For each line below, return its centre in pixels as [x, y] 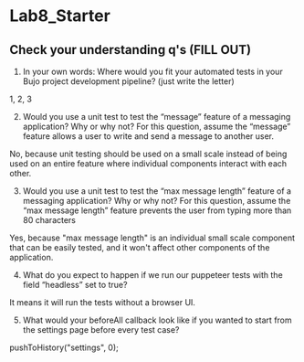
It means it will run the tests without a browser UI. [103, 302]
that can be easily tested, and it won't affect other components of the [140, 247]
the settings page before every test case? [101, 330]
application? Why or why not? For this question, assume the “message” [157, 126]
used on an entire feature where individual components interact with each [148, 164]
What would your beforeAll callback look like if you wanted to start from [157, 320]
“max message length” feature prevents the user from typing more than [157, 210]
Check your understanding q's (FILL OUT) [131, 50]
